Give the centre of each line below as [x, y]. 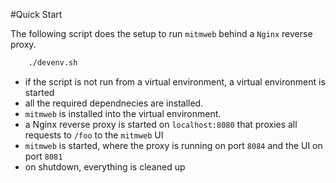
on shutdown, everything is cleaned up [105, 166]
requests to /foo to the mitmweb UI [94, 135]
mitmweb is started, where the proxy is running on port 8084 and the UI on [173, 145]
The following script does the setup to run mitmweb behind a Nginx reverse [161, 33]
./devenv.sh [53, 63]
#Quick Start [36, 14]
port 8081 [43, 156]
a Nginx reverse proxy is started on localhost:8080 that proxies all [161, 124]
